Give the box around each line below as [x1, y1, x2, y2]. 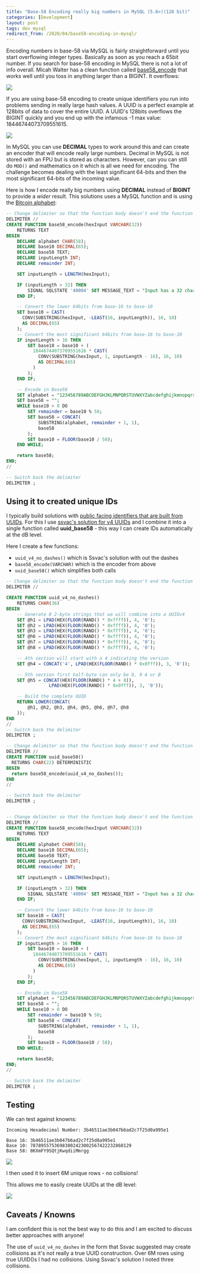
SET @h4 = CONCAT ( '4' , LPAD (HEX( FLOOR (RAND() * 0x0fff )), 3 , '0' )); [17, 661, 190, 667]
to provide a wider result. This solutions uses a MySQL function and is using [6, 193, 193, 200]
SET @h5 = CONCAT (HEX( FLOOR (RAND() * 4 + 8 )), [17, 677, 135, 683]
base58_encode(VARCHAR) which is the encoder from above [14, 560, 157, 568]
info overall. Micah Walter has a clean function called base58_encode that [6, 66, 187, 73]
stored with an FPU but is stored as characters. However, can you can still [6, 156, 187, 163]
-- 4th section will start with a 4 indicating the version [17, 655, 169, 661]
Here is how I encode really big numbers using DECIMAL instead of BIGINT [6, 186, 191, 194]
